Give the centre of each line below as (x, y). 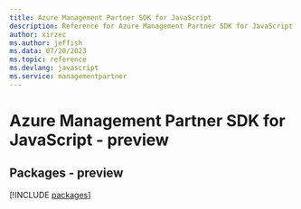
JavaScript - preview (89, 140)
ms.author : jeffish (46, 43)
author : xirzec (38, 34)
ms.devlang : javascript (54, 68)
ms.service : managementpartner (68, 77)
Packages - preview (66, 173)
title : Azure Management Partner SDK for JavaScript (111, 18)
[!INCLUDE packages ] (50, 195)
